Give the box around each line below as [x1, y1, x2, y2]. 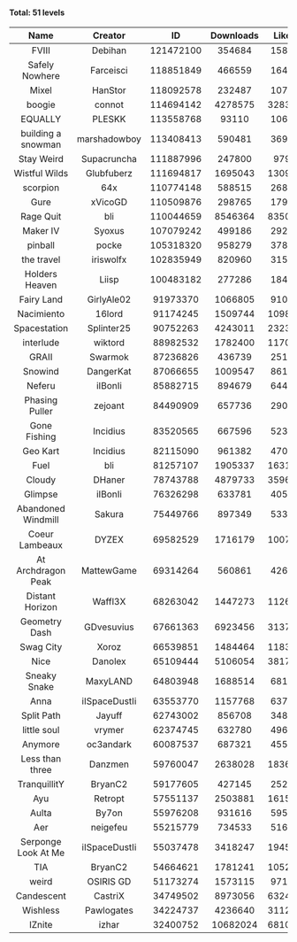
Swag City [19, 641, 63, 653]
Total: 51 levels [9, 7, 65, 18]
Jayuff [95, 709, 123, 722]
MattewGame [80, 565, 137, 577]
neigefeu [90, 822, 128, 834]
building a [20, 127, 62, 140]
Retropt [94, 792, 126, 805]
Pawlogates [84, 904, 134, 916]
